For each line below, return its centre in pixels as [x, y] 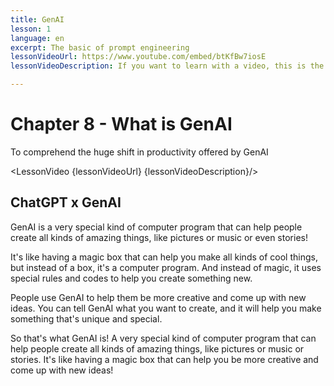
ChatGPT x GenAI [66, 202]
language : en [37, 38]
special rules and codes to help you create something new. [131, 278]
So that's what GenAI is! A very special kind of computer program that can [163, 338]
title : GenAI [37, 19]
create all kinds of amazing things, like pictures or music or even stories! [159, 237]
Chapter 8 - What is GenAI [121, 124]
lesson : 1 [31, 29]
